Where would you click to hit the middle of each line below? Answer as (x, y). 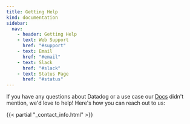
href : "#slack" (41, 68)
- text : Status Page (43, 74)
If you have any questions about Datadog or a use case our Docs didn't (95, 97)
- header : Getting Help (47, 34)
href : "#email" (41, 57)
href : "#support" (44, 46)
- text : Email (35, 51)
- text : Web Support (43, 40)
